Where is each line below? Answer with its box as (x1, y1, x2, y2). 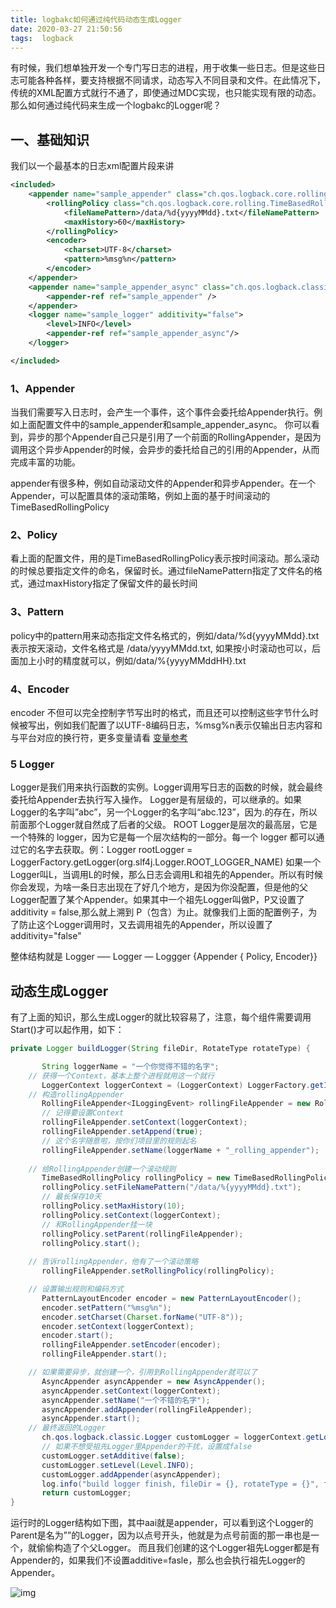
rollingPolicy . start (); (41, 1238, 141, 1248)
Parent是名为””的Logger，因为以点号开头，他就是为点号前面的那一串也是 (10, 1529, 312, 1541)
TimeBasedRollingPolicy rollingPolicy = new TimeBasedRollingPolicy (41, 1173, 333, 1183)
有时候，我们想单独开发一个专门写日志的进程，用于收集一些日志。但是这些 (10, 62, 317, 74)
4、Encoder (10, 682, 70, 696)
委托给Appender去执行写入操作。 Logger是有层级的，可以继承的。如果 (10, 794, 303, 806)
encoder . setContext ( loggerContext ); (41, 1321, 195, 1331)
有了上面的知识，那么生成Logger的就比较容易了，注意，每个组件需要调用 (10, 1011, 312, 1023)
